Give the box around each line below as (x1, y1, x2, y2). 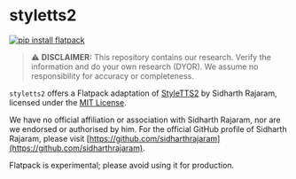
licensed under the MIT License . (9, 97, 127, 107)
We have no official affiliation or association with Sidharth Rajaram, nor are (9, 114, 281, 125)
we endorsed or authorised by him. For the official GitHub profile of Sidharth (9, 123, 287, 134)
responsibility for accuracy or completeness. (30, 70, 195, 81)
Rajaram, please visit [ (9, 133, 90, 144)
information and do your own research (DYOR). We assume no (30, 61, 259, 72)
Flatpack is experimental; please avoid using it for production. (9, 160, 235, 170)
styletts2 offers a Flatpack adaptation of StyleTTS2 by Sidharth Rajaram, (9, 88, 277, 98)
